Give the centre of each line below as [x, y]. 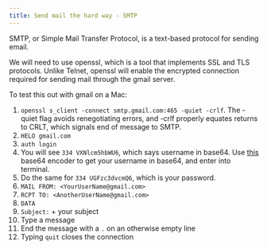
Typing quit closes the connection [77, 236]
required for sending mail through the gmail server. [92, 79]
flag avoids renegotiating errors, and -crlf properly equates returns [149, 118]
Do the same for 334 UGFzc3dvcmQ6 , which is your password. [118, 177]
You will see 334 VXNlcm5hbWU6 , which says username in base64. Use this [139, 152]
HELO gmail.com [46, 136]
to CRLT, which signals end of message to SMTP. [101, 126]
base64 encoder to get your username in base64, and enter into [126, 161]
